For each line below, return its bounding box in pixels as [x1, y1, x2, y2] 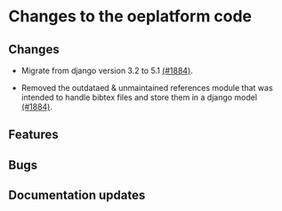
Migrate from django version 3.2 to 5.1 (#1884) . [20, 65, 193, 76]
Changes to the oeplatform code [8, 6, 253, 27]
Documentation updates [8, 188, 146, 203]
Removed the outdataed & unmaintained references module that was [20, 83, 273, 93]
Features [8, 127, 59, 142]
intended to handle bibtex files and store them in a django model [20, 92, 258, 102]
